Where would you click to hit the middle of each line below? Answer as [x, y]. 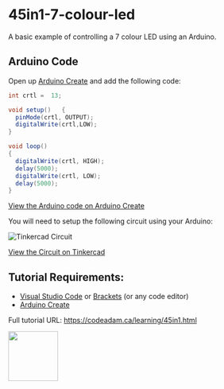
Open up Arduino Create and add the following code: [95, 80]
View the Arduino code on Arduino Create [77, 206]
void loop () [28, 146]
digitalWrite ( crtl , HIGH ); [60, 161]
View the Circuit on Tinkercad [57, 252]
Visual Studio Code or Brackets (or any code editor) [104, 297]
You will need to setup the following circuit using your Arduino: [110, 221]
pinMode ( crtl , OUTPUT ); [54, 117]
